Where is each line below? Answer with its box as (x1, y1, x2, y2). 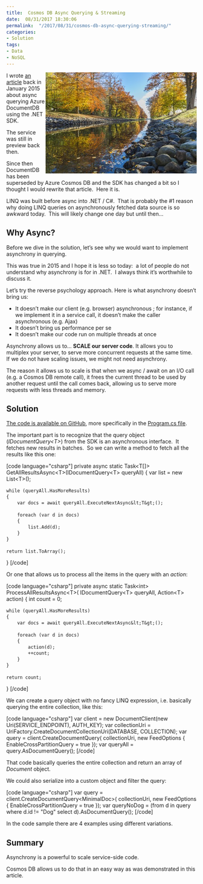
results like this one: (6, 451, 56, 458)
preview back (6, 141, 40, 148)
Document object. (6, 765, 51, 773)
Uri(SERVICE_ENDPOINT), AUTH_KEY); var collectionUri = (6, 722, 151, 729)
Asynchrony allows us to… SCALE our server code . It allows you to (6, 342, 173, 350)
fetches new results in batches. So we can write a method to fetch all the (6, 444, 189, 451)
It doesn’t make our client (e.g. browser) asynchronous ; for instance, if (14, 305, 192, 312)
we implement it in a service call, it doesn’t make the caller (14, 311, 161, 318)
